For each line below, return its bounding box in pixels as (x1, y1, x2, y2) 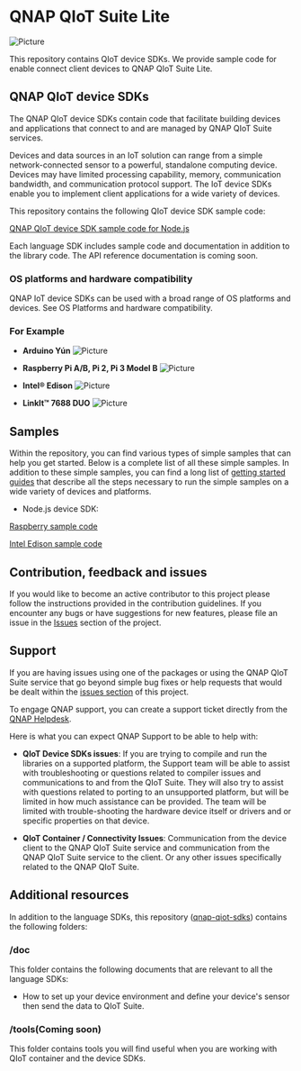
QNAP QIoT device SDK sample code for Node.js (9, 222, 190, 233)
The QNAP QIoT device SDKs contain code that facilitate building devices (9, 113, 281, 123)
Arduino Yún (22, 345, 71, 357)
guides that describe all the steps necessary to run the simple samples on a (9, 477, 289, 487)
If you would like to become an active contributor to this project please (9, 588, 271, 599)
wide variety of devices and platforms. (9, 486, 152, 497)
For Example (9, 324, 66, 337)
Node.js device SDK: (22, 504, 99, 514)
